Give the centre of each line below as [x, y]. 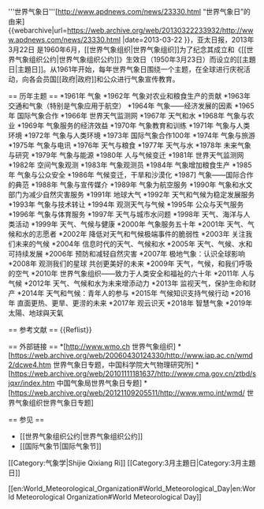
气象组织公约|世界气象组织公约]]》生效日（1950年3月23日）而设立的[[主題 [135, 59]
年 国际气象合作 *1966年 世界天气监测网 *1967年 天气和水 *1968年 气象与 [128, 116]
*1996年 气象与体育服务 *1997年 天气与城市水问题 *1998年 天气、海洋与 [126, 214]
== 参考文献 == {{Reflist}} [50, 329]
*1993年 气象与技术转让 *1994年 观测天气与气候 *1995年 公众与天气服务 [126, 204]
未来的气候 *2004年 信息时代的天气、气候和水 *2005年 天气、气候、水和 [134, 244]
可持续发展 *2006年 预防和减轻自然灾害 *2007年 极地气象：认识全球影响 [127, 254]
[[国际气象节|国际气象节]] [60, 446]
